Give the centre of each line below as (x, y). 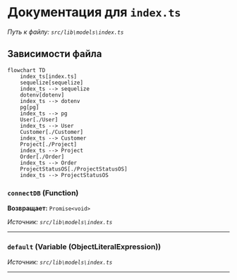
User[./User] (39, 120)
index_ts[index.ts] (49, 76)
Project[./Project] (49, 144)
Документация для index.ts (94, 12)
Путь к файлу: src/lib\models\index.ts (66, 32)
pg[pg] (30, 107)
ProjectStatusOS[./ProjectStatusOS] (74, 169)
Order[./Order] (42, 157)
